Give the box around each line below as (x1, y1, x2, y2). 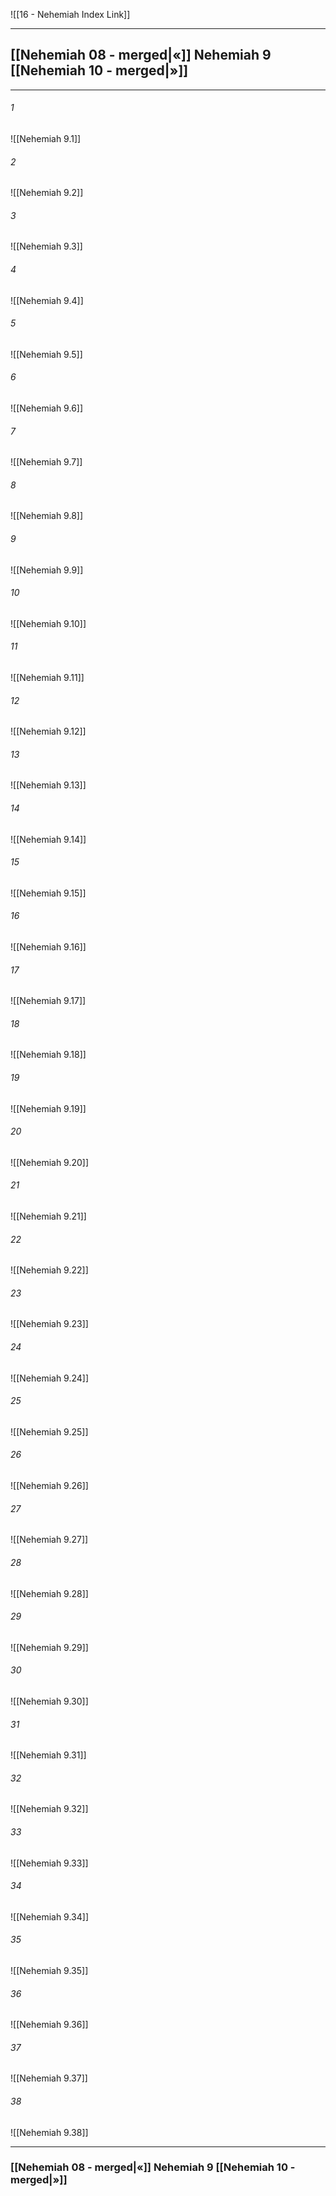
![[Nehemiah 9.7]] (10, 456, 83, 468)
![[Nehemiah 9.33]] (10, 1857, 89, 1869)
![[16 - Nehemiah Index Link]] (10, 9, 131, 20)
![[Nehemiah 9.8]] (10, 510, 84, 522)
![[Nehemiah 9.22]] (10, 1264, 89, 1276)
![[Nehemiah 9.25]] (10, 1425, 89, 1438)
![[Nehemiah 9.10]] (10, 617, 87, 629)
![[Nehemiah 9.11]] (10, 672, 85, 684)
